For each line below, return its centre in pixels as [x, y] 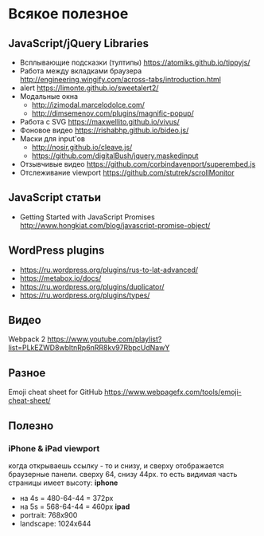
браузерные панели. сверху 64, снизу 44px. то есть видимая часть [123, 474]
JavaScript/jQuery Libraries [79, 43]
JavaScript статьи [55, 197]
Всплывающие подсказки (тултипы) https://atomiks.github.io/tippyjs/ [135, 62]
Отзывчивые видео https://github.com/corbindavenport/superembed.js [138, 164]
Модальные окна [49, 96]
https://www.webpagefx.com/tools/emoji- [173, 392]
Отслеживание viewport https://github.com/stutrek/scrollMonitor [127, 173]
